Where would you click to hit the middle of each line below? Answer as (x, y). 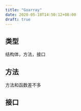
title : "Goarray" (24, 10)
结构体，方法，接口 (25, 54)
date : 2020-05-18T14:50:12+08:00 (41, 15)
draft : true (18, 19)
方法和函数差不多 (23, 85)
